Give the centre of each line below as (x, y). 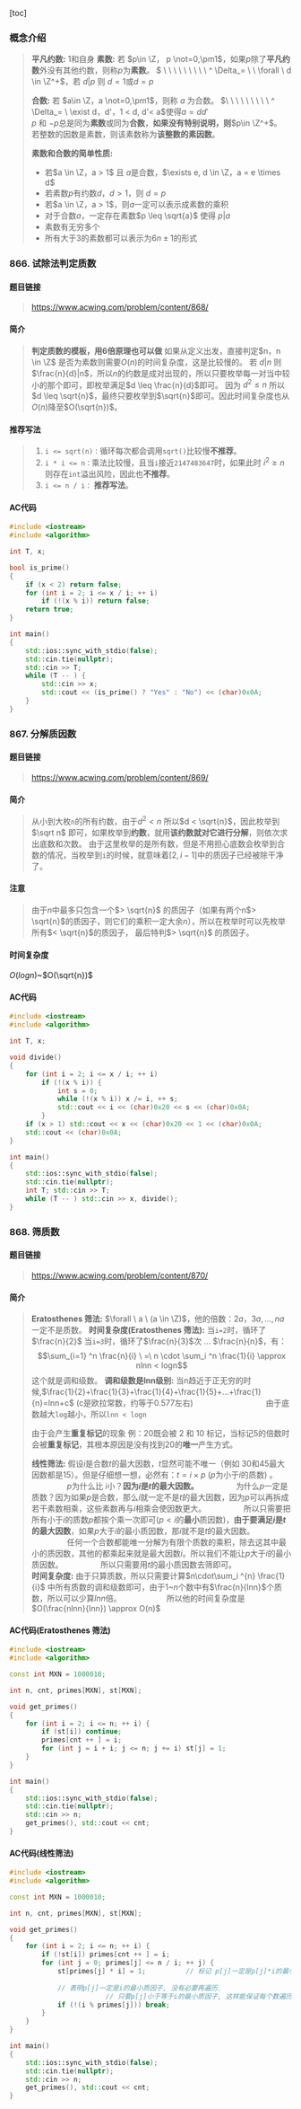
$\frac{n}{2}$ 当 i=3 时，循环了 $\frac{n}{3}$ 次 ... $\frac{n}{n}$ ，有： (159, 1341)
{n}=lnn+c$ (52, 1403)
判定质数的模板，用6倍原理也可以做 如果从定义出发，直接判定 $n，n (156, 350)
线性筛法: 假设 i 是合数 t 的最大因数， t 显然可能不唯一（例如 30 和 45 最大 (158, 1464)
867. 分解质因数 (43, 734)
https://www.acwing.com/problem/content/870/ (120, 1275)
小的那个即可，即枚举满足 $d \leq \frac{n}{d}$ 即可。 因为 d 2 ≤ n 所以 (158, 384)
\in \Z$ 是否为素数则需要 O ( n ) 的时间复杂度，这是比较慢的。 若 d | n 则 (156, 362)
